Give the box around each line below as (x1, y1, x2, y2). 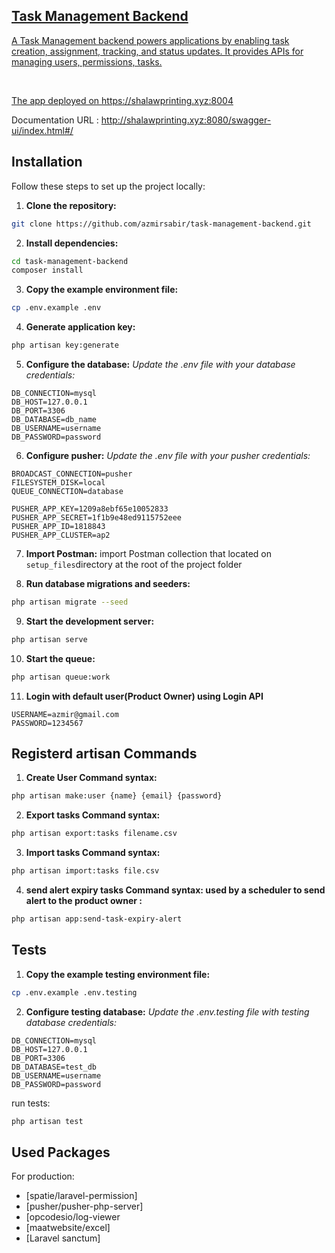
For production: (11, 1170, 75, 1183)
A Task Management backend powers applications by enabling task (11, 34, 290, 46)
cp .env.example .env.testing (11, 987, 138, 998)
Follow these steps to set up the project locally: (11, 180, 206, 192)
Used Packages (11, 1144, 111, 1161)
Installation (11, 154, 83, 171)
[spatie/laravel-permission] (25, 1190, 138, 1202)
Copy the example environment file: (25, 284, 179, 296)
